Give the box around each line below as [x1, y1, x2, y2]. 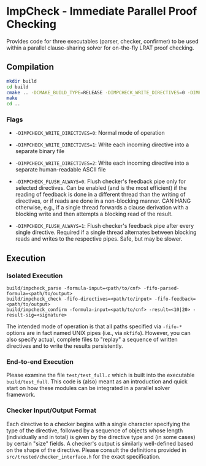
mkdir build [6, 78, 37, 84]
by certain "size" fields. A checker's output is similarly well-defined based [6, 440, 193, 447]
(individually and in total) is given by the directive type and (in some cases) [6, 433, 196, 440]
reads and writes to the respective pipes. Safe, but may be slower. [15, 235, 183, 242]
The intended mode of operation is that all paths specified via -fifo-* [6, 323, 183, 330]
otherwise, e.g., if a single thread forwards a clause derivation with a [15, 204, 189, 211]
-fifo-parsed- [143, 285, 180, 291]
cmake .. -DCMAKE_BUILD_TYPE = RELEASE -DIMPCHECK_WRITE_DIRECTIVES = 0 [6, 89, 185, 96]
